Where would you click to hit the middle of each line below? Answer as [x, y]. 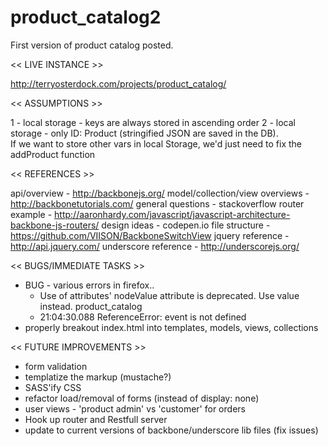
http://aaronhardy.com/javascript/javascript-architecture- [172, 214]
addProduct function [53, 154]
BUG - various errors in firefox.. [89, 285]
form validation [56, 366]
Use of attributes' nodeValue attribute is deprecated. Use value [169, 295]
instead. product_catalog [91, 306]
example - [31, 214]
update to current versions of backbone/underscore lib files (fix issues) [171, 430]
